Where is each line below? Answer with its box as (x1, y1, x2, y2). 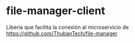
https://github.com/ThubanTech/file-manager (6, 29, 118, 37)
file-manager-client (6, 4, 105, 18)
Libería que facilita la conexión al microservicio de (6, 24, 129, 31)
